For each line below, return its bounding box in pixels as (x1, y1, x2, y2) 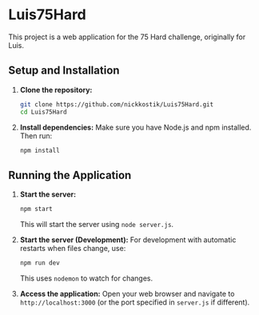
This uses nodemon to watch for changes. (19, 273, 153, 283)
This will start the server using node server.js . (19, 220, 174, 229)
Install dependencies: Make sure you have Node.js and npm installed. (19, 122, 252, 132)
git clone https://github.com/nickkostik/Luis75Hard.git (19, 100, 214, 109)
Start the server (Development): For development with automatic (19, 235, 237, 245)
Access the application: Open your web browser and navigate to (19, 289, 235, 298)
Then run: (19, 130, 53, 141)
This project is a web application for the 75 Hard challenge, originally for (8, 32, 246, 42)
